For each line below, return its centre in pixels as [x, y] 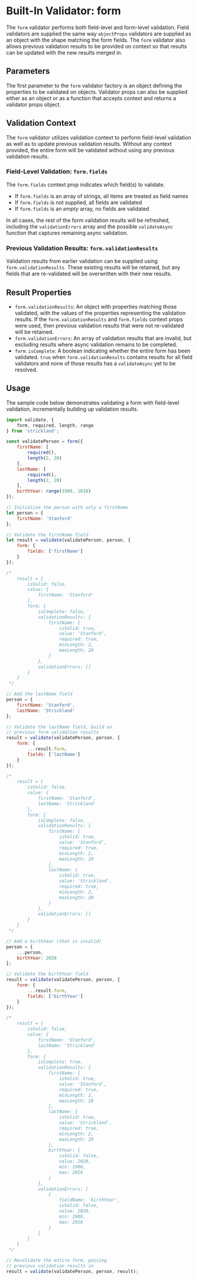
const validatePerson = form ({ [45, 442]
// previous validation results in [50, 1266]
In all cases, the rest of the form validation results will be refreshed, [88, 220]
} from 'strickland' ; [33, 431]
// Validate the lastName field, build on [59, 727]
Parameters [28, 72]
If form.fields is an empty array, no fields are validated [82, 208]
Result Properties [39, 292]
